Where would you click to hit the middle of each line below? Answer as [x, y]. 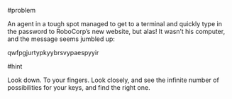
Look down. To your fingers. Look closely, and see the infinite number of [114, 80]
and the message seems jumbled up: [61, 39]
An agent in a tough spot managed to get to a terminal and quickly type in [115, 24]
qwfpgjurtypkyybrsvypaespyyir [53, 53]
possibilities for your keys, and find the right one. [79, 87]
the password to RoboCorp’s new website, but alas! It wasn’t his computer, [116, 31]
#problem [22, 10]
